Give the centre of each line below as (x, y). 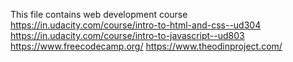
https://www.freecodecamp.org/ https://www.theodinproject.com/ (146, 46)
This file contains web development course (99, 14)
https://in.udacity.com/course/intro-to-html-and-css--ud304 (136, 25)
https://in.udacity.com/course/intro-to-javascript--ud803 (127, 35)
